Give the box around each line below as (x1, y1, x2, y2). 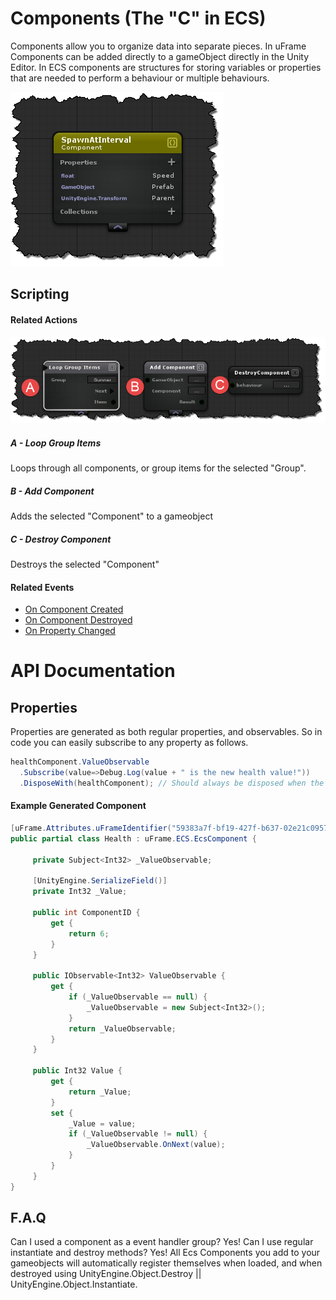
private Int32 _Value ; (32, 887, 128, 897)
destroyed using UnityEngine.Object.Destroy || (10, 1268, 202, 1280)
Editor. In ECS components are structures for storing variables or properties (10, 61, 322, 73)
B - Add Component (10, 485, 95, 497)
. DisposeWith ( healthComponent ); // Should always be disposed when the (19, 778, 325, 788)
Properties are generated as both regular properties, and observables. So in (10, 726, 323, 738)
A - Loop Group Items (10, 437, 102, 449)
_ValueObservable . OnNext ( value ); (86, 1140, 226, 1150)
